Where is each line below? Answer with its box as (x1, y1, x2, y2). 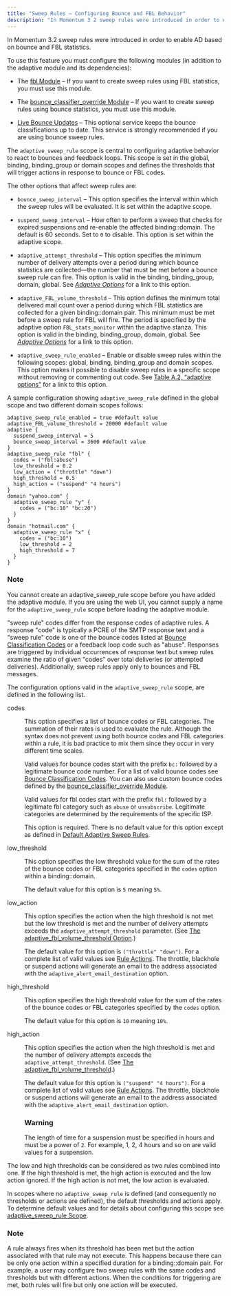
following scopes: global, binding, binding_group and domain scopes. (16, 358, 214, 366)
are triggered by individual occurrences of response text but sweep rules (7, 647, 214, 656)
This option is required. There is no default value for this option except (24, 823, 223, 831)
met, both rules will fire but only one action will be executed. (7, 1281, 178, 1289)
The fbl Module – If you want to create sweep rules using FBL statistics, (16, 77, 220, 85)
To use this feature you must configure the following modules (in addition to (7, 56, 222, 64)
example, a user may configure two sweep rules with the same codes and (7, 1266, 217, 1275)
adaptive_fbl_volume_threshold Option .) (24, 933, 136, 942)
